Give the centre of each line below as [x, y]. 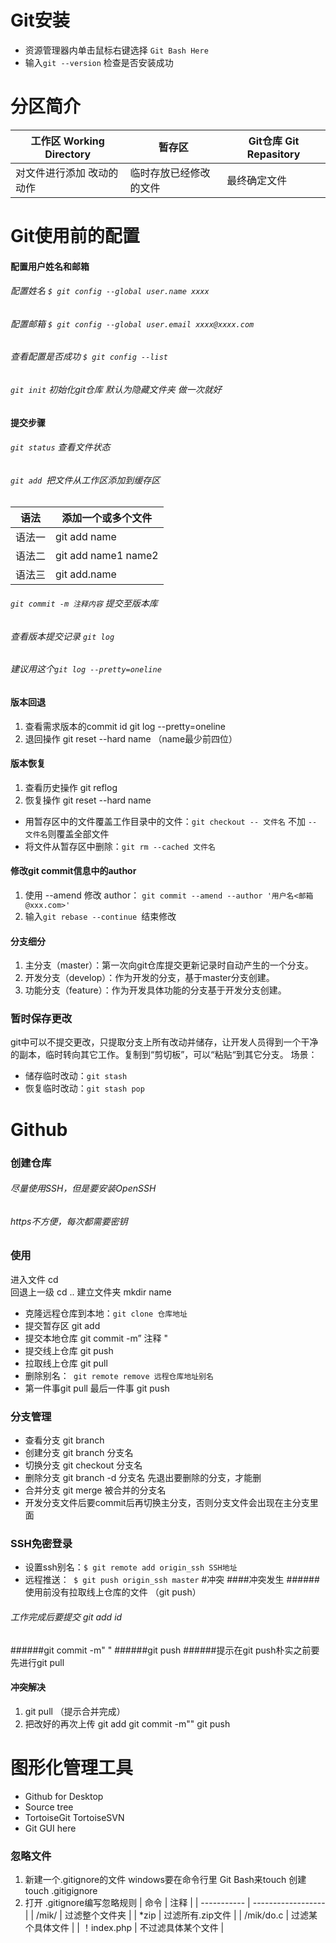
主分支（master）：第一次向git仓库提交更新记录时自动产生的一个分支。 [169, 965]
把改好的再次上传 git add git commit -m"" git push [127, 1723]
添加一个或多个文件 [107, 518]
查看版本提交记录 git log [62, 636]
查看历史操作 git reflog [71, 787]
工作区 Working [67, 141]
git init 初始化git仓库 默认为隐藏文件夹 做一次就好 [116, 390]
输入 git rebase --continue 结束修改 [100, 916]
